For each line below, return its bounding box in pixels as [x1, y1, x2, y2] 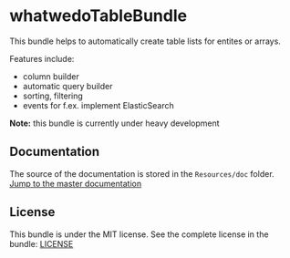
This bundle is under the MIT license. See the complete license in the [9, 229, 269, 240]
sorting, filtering [22, 90, 84, 101]
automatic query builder [22, 80, 113, 91]
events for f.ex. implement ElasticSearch [22, 99, 175, 110]
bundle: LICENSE [9, 238, 74, 249]
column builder [22, 70, 79, 82]
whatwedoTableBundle [9, 5, 188, 26]
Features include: [9, 53, 75, 64]
